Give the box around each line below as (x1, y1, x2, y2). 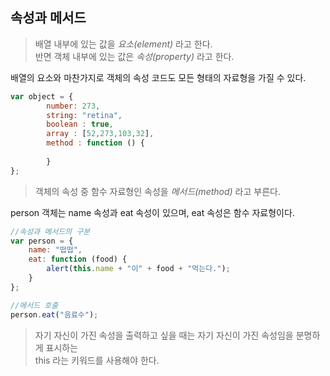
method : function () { (46, 138, 145, 148)
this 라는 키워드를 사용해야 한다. (34, 354, 160, 366)
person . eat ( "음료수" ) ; (10, 309, 99, 320)
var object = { (10, 91, 74, 102)
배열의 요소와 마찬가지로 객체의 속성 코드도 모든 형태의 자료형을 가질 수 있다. (10, 71, 307, 83)
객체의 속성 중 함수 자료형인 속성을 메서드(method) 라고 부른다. (34, 185, 281, 197)
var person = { (10, 236, 74, 246)
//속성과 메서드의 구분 (10, 226, 91, 237)
